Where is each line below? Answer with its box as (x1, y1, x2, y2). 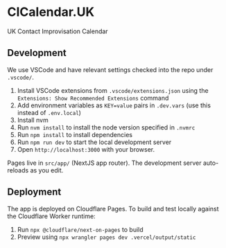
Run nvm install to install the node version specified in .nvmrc (17, 123, 195, 132)
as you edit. (30, 166, 64, 174)
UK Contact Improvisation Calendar (7, 27, 109, 35)
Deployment (7, 186, 62, 198)
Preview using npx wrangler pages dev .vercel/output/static (17, 233, 196, 241)
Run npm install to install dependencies (17, 130, 133, 139)
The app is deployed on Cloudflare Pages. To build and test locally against (7, 204, 220, 213)
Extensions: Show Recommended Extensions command (17, 94, 169, 102)
